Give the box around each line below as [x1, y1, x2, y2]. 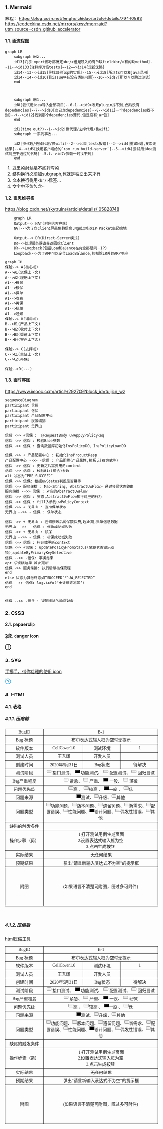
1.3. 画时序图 [5, 377, 31, 383]
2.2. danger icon [5, 633, 39, 639]
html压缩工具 [5, 936, 31, 941]
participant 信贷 [5, 403, 39, 408]
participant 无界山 [5, 423, 42, 429]
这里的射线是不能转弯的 [12, 165, 59, 170]
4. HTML [5, 691, 26, 698]
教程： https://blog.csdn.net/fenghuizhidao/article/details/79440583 [5, 16, 142, 21]
